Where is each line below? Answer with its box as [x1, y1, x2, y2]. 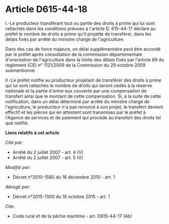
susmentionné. [5, 67, 36, 73]
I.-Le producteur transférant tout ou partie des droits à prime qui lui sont [5, 20, 155, 26]
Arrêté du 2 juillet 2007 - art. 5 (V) [12, 155, 83, 161]
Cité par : [5, 139, 24, 145]
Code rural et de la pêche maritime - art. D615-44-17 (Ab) [12, 213, 133, 219]
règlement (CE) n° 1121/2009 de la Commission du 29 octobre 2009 [5, 62, 146, 68]
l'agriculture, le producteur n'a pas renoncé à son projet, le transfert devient [5, 104, 163, 110]
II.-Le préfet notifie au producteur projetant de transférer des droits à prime [5, 77, 161, 83]
